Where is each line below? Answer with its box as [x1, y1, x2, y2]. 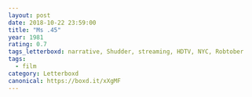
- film [15, 63, 37, 70]
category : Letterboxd [8, 70, 79, 77]
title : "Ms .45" [8, 26, 61, 34]
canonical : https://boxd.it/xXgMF [8, 77, 122, 84]
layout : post [8, 11, 51, 20]
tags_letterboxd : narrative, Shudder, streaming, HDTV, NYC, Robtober [8, 48, 244, 56]
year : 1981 [8, 33, 44, 41]
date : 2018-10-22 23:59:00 [8, 19, 97, 27]
